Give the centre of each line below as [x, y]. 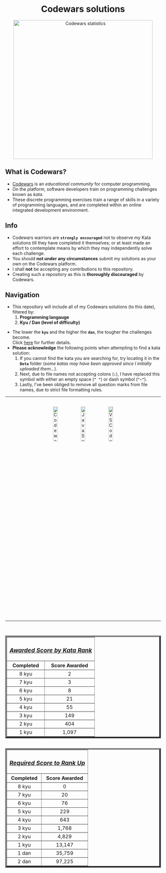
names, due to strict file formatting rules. [61, 390]
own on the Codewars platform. [44, 264]
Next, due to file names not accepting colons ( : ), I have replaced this [90, 374]
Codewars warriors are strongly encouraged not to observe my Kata [82, 238]
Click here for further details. [42, 343]
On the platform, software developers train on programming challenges [84, 189]
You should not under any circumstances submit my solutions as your [84, 258]
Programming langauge [44, 317]
